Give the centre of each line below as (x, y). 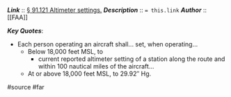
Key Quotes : (25, 31)
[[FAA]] (17, 17)
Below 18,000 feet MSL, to (65, 52)
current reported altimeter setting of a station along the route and (132, 59)
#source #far (26, 87)
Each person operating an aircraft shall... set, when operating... (107, 44)
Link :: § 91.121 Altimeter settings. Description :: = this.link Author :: (107, 10)
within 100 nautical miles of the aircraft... (96, 66)
